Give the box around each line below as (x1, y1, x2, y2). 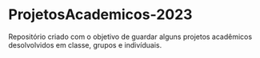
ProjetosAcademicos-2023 (8, 6, 193, 24)
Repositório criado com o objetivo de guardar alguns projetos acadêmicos (8, 32, 253, 41)
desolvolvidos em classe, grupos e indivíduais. (8, 40, 162, 49)
